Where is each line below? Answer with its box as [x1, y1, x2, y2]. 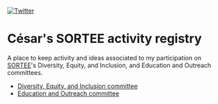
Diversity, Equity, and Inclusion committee [17, 82, 138, 90]
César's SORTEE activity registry [7, 31, 202, 46]
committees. [7, 68, 43, 76]
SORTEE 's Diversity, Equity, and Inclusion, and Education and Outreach [7, 61, 212, 69]
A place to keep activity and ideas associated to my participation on [7, 53, 202, 62]
